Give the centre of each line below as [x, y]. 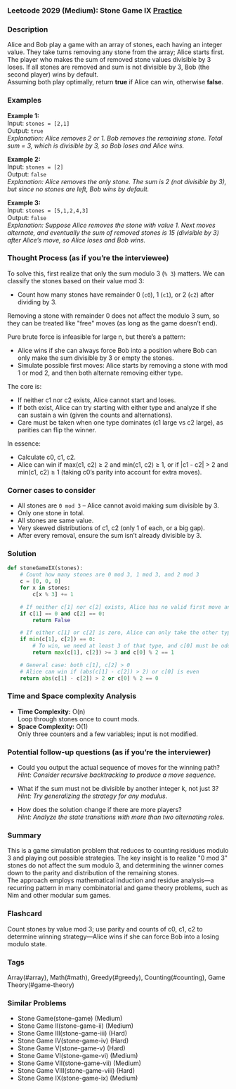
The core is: [25, 386]
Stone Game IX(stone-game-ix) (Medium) [78, 1078]
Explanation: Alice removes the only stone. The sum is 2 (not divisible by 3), [117, 181]
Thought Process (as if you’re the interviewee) [88, 258]
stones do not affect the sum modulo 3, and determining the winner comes [115, 865]
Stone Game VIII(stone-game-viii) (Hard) [76, 1071]
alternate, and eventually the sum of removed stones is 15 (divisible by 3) [113, 232]
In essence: [24, 443]
